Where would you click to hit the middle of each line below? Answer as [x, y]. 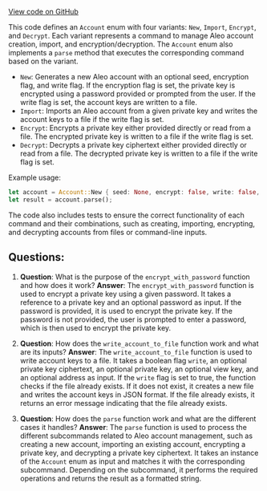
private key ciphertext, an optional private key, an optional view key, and [139, 369]
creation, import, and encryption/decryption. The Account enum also [121, 44]
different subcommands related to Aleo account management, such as [136, 436]
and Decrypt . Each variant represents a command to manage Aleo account [131, 36]
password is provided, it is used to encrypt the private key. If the [126, 310]
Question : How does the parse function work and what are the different [138, 418]
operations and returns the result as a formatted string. [111, 478]
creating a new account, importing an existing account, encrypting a [133, 444]
